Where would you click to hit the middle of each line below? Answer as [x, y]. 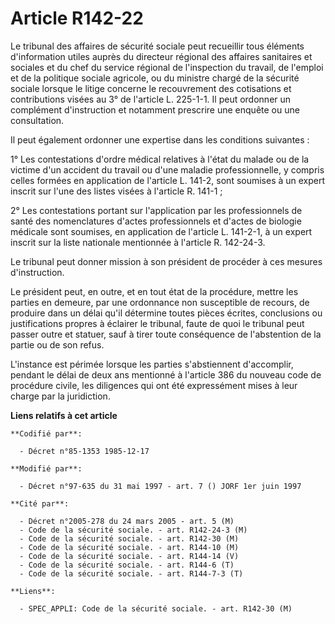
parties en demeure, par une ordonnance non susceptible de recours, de [160, 302]
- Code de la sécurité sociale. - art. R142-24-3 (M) [133, 530]
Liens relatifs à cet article [64, 415]
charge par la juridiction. [60, 396]
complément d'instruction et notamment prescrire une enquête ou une [155, 109]
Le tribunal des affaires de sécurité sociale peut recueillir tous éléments [157, 46]
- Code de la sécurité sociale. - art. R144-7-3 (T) [131, 573]
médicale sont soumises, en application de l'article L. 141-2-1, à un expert [161, 231]
